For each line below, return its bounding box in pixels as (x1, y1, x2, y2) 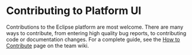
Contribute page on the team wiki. (6, 42, 89, 49)
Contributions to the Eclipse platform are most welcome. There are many (6, 23, 184, 30)
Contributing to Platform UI (6, 4, 142, 18)
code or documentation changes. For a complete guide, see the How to (6, 36, 180, 43)
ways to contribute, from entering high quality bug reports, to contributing (6, 29, 187, 36)
